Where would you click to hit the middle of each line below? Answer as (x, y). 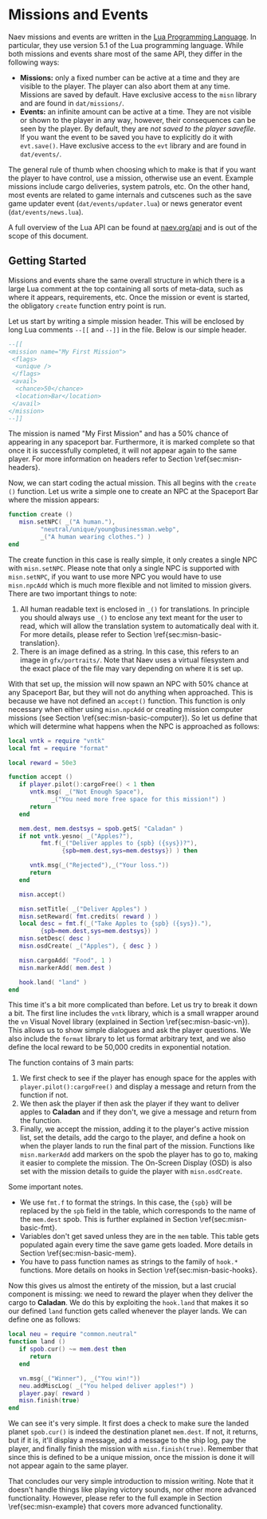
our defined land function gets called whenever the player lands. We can (128, 1311)
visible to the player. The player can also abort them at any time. (125, 86)
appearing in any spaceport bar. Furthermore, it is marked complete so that (132, 442)
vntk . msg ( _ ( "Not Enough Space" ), (87, 792)
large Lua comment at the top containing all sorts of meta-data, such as (126, 288)
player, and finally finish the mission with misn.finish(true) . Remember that (133, 1449)
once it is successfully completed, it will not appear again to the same (123, 451)
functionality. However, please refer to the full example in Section (115, 1498)
